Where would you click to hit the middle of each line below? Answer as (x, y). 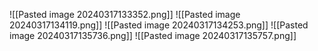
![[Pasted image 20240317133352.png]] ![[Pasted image (125, 14)
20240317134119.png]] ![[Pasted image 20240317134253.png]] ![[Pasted (159, 25)
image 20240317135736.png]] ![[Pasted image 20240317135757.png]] (153, 35)
